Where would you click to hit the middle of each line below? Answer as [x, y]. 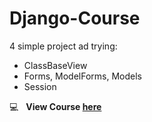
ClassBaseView [55, 65]
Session [40, 86]
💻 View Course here [55, 106]
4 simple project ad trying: [63, 46]
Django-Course [75, 18]
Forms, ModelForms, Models [82, 76]
